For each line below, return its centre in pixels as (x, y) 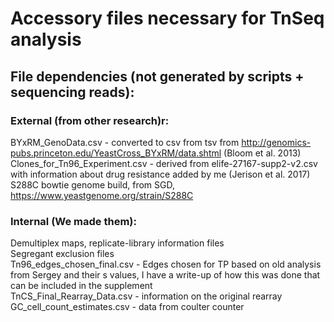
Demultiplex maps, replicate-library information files (117, 243)
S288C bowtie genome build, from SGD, (92, 184)
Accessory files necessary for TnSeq (167, 18)
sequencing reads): (72, 92)
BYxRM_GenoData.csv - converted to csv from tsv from (125, 142)
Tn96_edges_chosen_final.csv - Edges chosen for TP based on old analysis (166, 264)
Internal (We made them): (73, 221)
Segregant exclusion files (62, 254)
